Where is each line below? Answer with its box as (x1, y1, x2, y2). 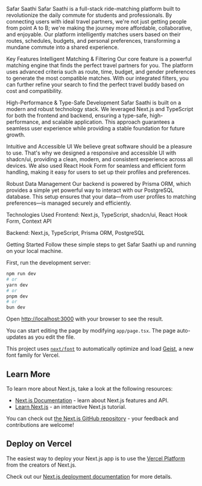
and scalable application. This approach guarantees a (41, 118, 175, 126)
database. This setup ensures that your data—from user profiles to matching (6, 193, 197, 200)
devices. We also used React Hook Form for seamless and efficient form (6, 162, 186, 169)
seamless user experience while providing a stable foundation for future (6, 125, 185, 132)
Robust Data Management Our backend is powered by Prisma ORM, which (6, 181, 191, 187)
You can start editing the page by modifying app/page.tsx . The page (6, 327, 176, 334)
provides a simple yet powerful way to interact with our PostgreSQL (6, 187, 174, 194)
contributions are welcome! (6, 421, 74, 428)
